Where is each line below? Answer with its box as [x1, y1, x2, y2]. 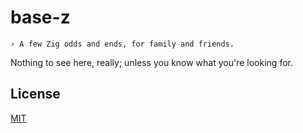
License [10, 86, 61, 103]
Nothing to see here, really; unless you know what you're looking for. [10, 56, 293, 68]
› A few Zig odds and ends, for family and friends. [10, 39, 235, 49]
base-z [10, 6, 71, 29]
